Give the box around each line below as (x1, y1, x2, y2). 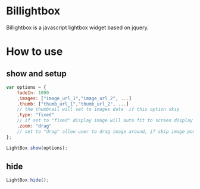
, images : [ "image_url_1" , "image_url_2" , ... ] (17, 95, 132, 101)
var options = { (6, 84, 46, 90)
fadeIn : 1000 (17, 89, 49, 96)
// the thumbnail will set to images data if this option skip (17, 106, 180, 113)
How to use (6, 45, 63, 58)
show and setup (6, 69, 67, 79)
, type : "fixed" (17, 112, 55, 118)
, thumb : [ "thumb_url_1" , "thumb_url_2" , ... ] (17, 101, 129, 107)
